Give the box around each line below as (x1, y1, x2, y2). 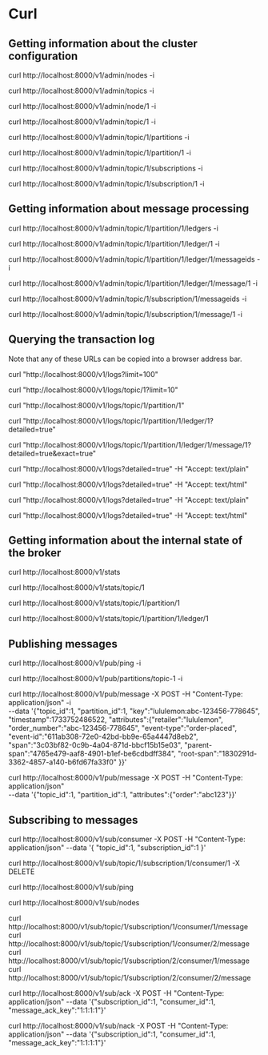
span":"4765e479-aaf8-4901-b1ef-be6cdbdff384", (8, 749, 176, 759)
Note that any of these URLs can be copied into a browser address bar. (8, 354, 242, 363)
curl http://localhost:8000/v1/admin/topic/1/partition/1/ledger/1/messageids (8, 254, 255, 264)
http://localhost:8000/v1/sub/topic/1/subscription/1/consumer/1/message (8, 922, 249, 932)
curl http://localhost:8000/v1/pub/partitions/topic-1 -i (8, 674, 183, 684)
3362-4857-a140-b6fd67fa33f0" (8, 757, 118, 767)
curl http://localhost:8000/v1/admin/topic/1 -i (8, 117, 156, 126)
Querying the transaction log (8, 333, 155, 347)
